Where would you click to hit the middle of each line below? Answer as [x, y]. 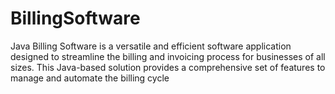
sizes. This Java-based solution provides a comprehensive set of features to [168, 67]
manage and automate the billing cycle [90, 78]
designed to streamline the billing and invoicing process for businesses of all [168, 56]
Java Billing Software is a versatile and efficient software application [151, 46]
